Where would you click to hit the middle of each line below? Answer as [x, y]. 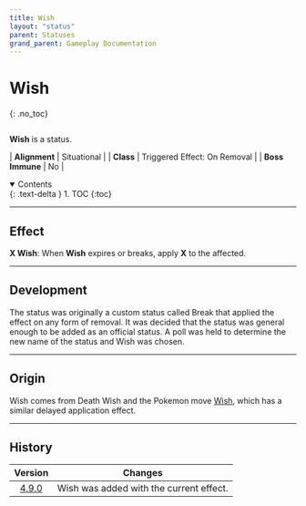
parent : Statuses [42, 35]
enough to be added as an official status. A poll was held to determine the [148, 331]
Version [31, 473]
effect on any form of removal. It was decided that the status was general [147, 322]
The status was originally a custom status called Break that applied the [142, 312]
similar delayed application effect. [73, 410]
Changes [143, 473]
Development [49, 290]
